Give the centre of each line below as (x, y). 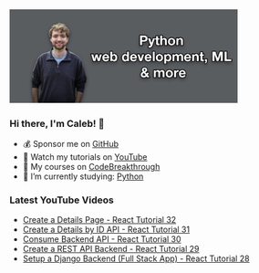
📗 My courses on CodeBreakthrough (91, 166)
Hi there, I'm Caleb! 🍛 (57, 123)
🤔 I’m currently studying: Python (83, 176)
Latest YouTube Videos (62, 200)
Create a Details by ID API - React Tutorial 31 (106, 230)
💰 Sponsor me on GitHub (70, 143)
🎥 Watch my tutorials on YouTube (85, 157)
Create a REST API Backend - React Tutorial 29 (111, 249)
